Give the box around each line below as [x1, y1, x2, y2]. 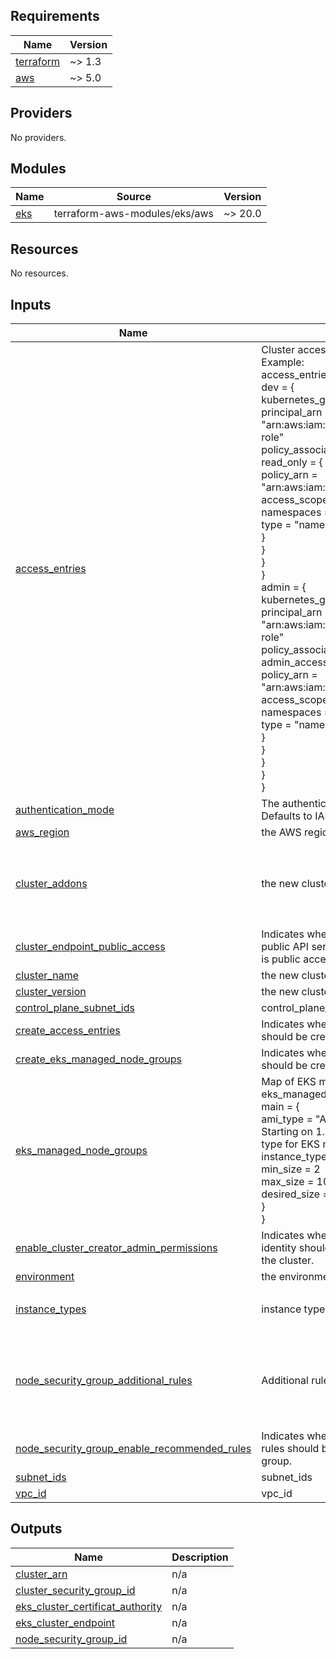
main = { [261, 1100, 300, 1114]
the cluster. [261, 1254, 315, 1268]
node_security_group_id [15, 1632, 128, 1646]
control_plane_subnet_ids [15, 1001, 135, 1015]
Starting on [261, 1125, 313, 1139]
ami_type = [261, 1112, 313, 1126]
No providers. [10, 131, 67, 143]
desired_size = [261, 1187, 330, 1201]
